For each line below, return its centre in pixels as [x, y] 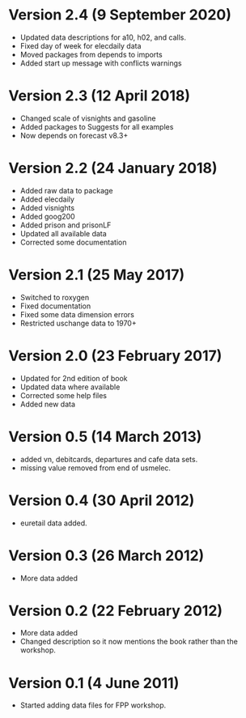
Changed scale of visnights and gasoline [88, 118]
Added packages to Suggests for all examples [97, 126]
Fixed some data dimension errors [77, 314]
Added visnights [47, 207]
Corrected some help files [64, 395]
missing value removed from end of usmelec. [95, 468]
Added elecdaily [47, 199]
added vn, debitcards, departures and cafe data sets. [109, 459]
